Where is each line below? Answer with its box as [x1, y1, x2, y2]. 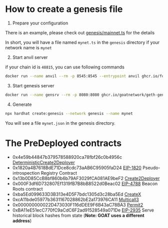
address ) [12, 218, 32, 224]
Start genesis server [12, 82, 54, 88]
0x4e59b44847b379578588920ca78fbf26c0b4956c [12, 154, 122, 160]
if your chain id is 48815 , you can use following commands [5, 64, 125, 70]
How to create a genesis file [5, 3, 123, 15]
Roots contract [12, 186, 43, 192]
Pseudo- [142, 165, 160, 171]
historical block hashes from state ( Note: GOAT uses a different [12, 212, 144, 218]
